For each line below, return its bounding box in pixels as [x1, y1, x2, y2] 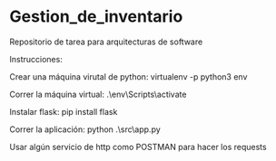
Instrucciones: [9, 53, 64, 64]
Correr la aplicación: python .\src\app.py [9, 124, 161, 135]
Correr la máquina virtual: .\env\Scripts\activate [9, 89, 187, 99]
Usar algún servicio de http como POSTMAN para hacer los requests [9, 141, 267, 152]
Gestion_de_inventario [9, 6, 183, 27]
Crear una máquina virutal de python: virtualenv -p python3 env [9, 71, 248, 82]
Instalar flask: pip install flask [9, 106, 118, 117]
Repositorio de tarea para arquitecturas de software [9, 36, 203, 47]
